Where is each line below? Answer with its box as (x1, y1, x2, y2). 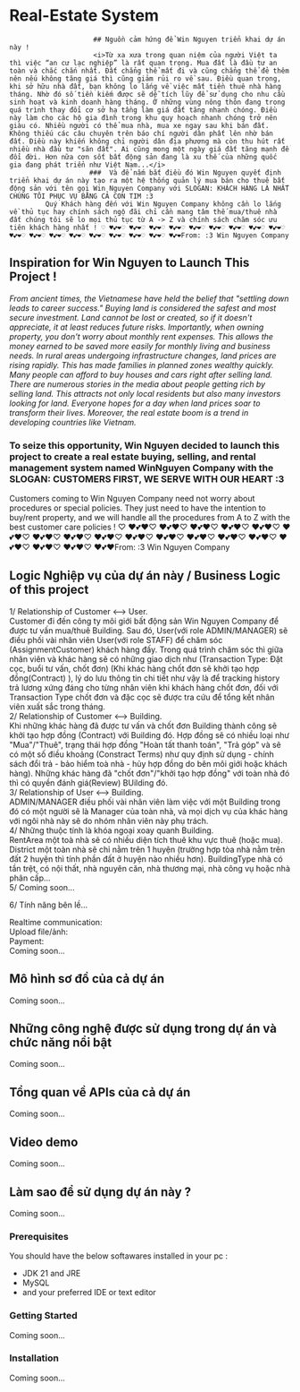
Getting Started (9, 1310, 78, 1322)
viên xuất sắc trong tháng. (9, 700, 105, 712)
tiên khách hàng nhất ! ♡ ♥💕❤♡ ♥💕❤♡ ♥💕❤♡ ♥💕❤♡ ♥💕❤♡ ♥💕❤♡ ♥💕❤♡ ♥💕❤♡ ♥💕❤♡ (9, 223, 286, 232)
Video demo (9, 1134, 79, 1149)
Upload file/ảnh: (9, 926, 69, 937)
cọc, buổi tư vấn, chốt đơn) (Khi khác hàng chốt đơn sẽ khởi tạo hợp (9, 663, 260, 674)
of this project (9, 582, 89, 597)
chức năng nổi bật (9, 1035, 112, 1051)
